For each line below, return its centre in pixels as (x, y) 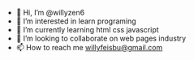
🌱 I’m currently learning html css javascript (88, 30)
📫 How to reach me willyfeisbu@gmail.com (89, 47)
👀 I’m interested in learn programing (76, 21)
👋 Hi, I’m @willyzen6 (50, 13)
